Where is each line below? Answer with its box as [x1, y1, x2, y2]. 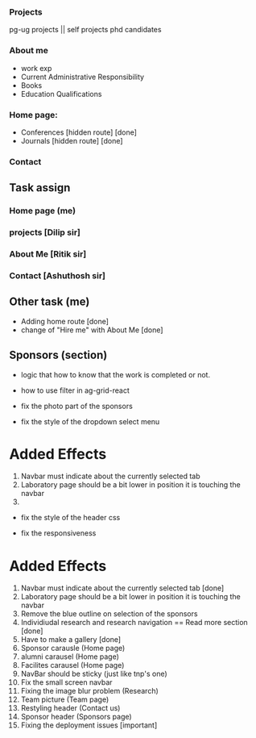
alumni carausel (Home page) [20, 652, 120, 661]
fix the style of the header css [20, 513, 121, 523]
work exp [20, 63, 52, 73]
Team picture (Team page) [20, 694, 109, 704]
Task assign [9, 181, 71, 195]
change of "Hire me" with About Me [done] [20, 325, 163, 335]
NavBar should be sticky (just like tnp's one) [20, 669, 167, 679]
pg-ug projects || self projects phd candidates [9, 25, 162, 35]
